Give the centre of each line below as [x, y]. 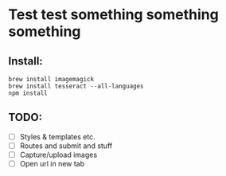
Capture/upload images [58, 154]
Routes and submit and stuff [66, 146]
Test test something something [113, 15]
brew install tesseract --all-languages [76, 86]
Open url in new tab [52, 164]
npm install [28, 93]
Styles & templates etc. [57, 136]
